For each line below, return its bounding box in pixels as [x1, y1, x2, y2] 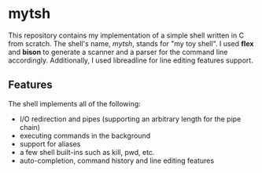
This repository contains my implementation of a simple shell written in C [8, 31, 245, 40]
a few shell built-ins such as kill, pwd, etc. [19, 147, 155, 157]
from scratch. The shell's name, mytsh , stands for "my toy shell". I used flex [8, 38, 254, 48]
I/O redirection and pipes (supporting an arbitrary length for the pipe [19, 114, 242, 124]
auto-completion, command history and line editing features [19, 156, 215, 165]
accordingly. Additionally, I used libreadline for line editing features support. [8, 56, 253, 65]
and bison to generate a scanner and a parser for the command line [8, 47, 228, 56]
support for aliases [19, 139, 81, 149]
